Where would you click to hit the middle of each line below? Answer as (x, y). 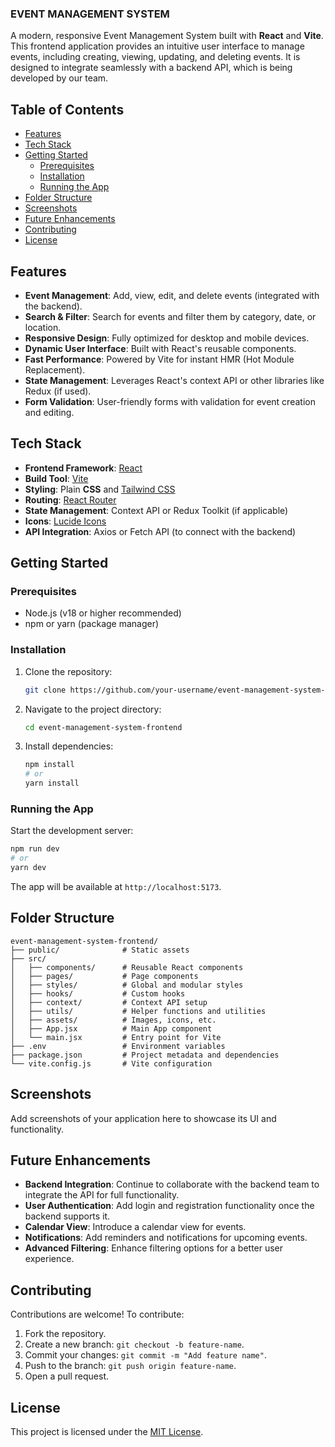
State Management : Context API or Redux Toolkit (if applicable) (156, 510)
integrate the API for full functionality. (102, 1195)
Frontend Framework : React (83, 468)
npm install (49, 765)
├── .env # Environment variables (118, 1046)
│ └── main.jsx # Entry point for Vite (116, 1037)
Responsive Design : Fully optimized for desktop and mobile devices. (167, 338)
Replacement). (55, 369)
